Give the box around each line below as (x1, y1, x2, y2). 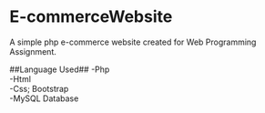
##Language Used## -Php (9, 64, 110, 75)
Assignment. (9, 46, 56, 56)
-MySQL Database (9, 93, 79, 104)
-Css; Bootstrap (9, 83, 69, 94)
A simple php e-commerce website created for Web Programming (9, 36, 257, 47)
